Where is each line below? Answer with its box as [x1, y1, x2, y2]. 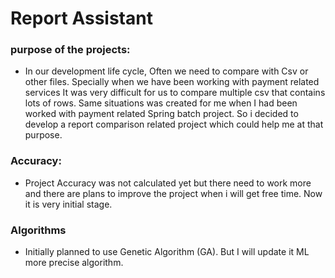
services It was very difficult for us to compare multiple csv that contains [24, 87, 326, 99]
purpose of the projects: [10, 43, 131, 57]
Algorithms [10, 223, 67, 237]
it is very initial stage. [24, 198, 113, 210]
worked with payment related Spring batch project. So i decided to [24, 108, 299, 120]
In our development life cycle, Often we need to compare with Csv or [24, 65, 309, 77]
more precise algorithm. [24, 257, 124, 269]
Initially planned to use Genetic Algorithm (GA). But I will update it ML [24, 246, 310, 258]
